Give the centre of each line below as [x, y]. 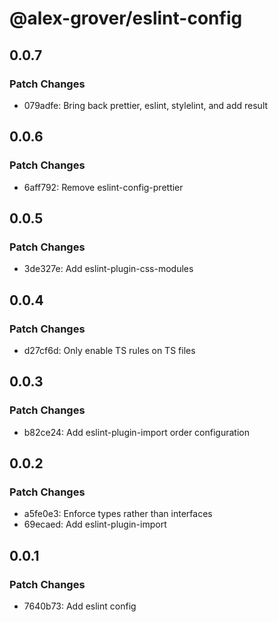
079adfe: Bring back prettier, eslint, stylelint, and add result [146, 105]
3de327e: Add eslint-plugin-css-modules [108, 269]
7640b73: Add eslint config [80, 606]
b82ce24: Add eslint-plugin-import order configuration [136, 432]
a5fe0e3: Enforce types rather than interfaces [118, 514]
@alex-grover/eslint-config [126, 18]
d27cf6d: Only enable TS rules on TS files [109, 350]
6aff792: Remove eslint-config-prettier [103, 187]
